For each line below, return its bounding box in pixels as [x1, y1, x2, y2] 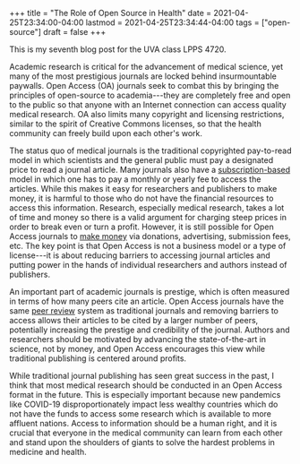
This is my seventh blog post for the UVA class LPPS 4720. [9, 44, 227, 55]
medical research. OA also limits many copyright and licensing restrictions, [9, 109, 285, 119]
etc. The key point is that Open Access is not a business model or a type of [9, 241, 287, 251]
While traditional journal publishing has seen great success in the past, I [9, 371, 275, 381]
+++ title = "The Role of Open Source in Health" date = [9, 8, 212, 18]
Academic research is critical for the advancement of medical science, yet [9, 62, 284, 72]
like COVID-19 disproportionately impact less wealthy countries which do [9, 399, 279, 409]
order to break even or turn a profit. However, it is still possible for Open [9, 221, 275, 232]
